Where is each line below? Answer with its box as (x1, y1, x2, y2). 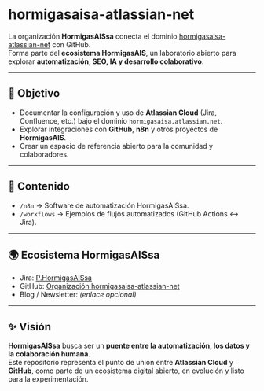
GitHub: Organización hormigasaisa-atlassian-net (19, 282, 180, 291)
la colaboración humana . (8, 349, 90, 359)
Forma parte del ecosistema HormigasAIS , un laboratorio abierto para (8, 48, 237, 57)
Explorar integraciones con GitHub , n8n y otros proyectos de (19, 124, 218, 134)
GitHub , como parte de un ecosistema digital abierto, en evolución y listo (8, 366, 245, 375)
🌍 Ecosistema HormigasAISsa (8, 248, 160, 261)
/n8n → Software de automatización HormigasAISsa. (19, 201, 189, 210)
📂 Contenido (8, 179, 71, 194)
